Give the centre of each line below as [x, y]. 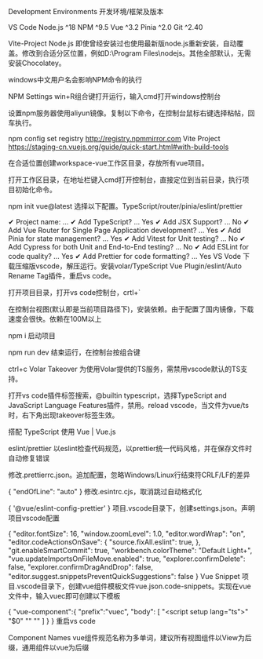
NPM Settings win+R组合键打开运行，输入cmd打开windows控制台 [115, 96]
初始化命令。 [35, 189]
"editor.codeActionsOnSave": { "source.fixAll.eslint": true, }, [105, 542]
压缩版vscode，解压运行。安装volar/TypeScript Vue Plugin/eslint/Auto [128, 266]
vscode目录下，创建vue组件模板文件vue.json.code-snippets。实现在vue [134, 586]
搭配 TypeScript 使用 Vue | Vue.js [62, 431]
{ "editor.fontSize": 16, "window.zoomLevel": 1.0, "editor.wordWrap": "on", [127, 533]
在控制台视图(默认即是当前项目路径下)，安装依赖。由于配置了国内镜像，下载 [131, 309]
